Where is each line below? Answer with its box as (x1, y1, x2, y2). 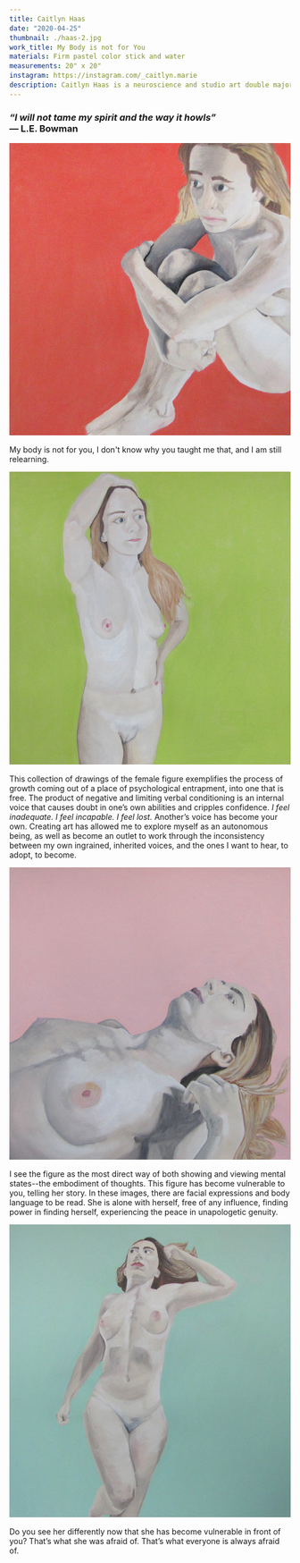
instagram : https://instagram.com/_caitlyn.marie (9, 72, 198, 80)
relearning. (9, 454, 49, 465)
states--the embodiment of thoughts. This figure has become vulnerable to (9, 1179, 286, 1189)
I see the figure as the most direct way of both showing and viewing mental (9, 1169, 286, 1179)
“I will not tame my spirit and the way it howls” (9, 111, 217, 123)
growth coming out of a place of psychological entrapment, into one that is (9, 782, 284, 793)
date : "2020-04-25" (9, 23, 82, 33)
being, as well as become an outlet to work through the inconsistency (9, 830, 265, 841)
